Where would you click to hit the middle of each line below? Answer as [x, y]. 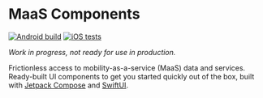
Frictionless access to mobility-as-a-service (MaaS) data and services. [127, 68]
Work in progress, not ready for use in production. [92, 52]
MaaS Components [74, 14]
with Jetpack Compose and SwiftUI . [68, 85]
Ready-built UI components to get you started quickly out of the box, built [131, 76]
